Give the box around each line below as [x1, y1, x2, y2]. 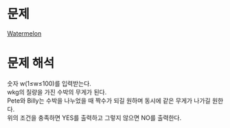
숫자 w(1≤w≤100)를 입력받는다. [7, 79, 91, 88]
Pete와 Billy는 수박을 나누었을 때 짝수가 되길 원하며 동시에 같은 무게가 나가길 [7, 97, 211, 105]
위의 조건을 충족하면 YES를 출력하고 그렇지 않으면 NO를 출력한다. [7, 114, 182, 122]
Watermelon [7, 29, 42, 38]
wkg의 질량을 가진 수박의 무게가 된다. [7, 88, 107, 96]
